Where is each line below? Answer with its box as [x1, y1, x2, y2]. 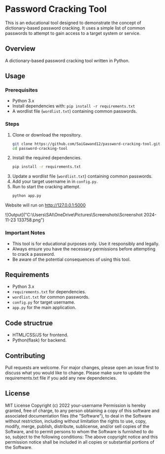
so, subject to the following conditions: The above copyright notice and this [5, 434, 158, 440]
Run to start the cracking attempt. [12, 184, 81, 190]
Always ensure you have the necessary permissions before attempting [12, 245, 156, 252]
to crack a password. [12, 251, 55, 257]
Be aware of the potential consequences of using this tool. [12, 256, 131, 262]
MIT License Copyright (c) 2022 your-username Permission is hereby [5, 402, 146, 408]
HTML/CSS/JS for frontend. [12, 332, 68, 338]
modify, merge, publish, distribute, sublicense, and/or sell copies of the [5, 423, 150, 429]
